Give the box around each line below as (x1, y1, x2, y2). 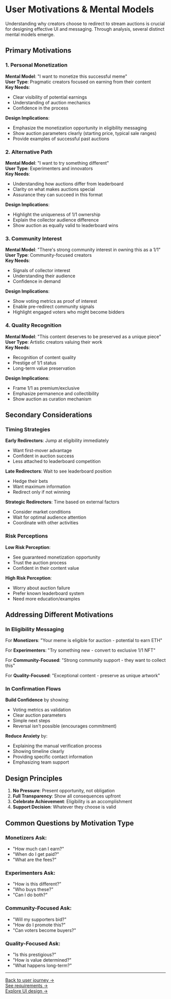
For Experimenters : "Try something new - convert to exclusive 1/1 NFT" (5, 647, 156, 653)
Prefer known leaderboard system (12, 590, 84, 596)
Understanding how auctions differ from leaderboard (12, 181, 124, 187)
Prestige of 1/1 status (12, 360, 57, 366)
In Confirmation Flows (5, 685, 61, 693)
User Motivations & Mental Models (5, 4, 154, 15)
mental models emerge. (5, 31, 55, 37)
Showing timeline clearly (12, 748, 65, 754)
